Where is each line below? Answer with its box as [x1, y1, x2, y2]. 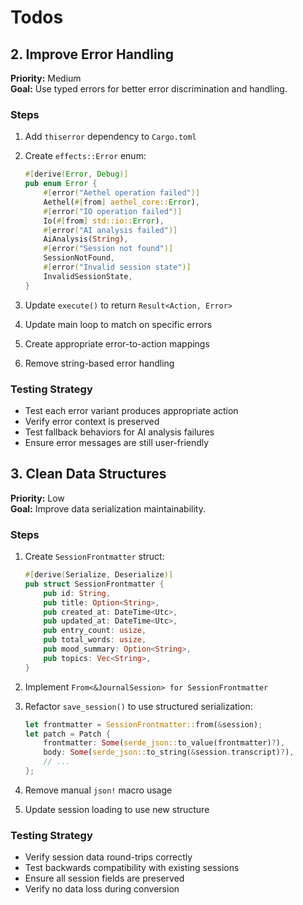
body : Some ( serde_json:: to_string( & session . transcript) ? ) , [43, 747, 295, 758]
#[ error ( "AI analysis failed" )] [43, 225, 178, 235]
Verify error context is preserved [24, 415, 160, 427]
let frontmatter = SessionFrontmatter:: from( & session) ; [24, 719, 263, 730]
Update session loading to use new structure [24, 803, 210, 815]
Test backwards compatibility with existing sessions [24, 862, 240, 874]
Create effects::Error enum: [24, 150, 147, 162]
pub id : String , [43, 588, 111, 598]
